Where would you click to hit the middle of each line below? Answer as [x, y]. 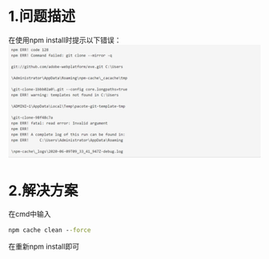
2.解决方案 [43, 191]
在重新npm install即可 [44, 247]
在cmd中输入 [30, 214]
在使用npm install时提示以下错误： [65, 40]
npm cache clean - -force [50, 230]
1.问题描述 [42, 16]
